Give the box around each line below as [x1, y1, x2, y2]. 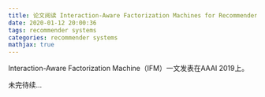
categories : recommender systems [8, 33, 118, 42]
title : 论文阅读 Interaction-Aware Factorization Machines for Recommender [8, 11, 258, 20]
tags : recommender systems [8, 26, 97, 34]
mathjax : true [8, 41, 55, 49]
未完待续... [8, 80, 43, 90]
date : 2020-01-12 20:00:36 [8, 19, 97, 27]
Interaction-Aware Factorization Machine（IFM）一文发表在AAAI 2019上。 [8, 64, 249, 73]
